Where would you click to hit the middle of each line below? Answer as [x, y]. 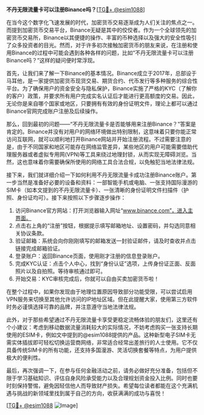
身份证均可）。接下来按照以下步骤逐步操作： [71, 197]
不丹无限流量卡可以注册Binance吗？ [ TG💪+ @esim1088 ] [76, 9]
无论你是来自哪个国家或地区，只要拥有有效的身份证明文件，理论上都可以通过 [102, 103]
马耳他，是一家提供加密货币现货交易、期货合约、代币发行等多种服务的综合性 [102, 81]
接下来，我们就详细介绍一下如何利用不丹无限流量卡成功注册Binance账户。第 [102, 175]
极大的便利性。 [25, 358]
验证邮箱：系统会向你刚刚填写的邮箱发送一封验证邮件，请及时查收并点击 [105, 241]
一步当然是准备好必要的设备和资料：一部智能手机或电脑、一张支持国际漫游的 [102, 182]
